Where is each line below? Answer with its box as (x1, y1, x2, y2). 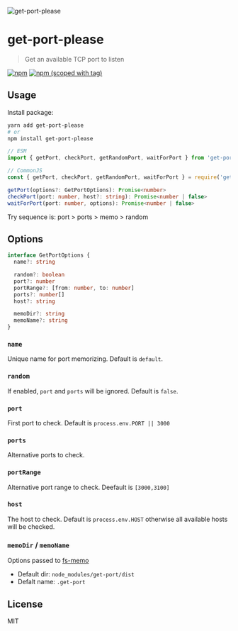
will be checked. (7, 522, 55, 531)
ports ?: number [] (13, 291, 65, 298)
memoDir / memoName (7, 540, 69, 549)
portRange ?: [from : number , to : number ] (13, 284, 135, 291)
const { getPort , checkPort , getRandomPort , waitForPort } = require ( (7, 174, 220, 181)
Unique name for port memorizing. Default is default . (7, 354, 164, 363)
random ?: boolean (13, 272, 65, 279)
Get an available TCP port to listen (24, 55, 125, 63)
